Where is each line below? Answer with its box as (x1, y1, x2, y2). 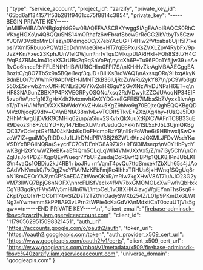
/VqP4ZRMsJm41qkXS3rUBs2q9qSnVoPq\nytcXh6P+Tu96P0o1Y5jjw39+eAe (6, 57, 198, 64)
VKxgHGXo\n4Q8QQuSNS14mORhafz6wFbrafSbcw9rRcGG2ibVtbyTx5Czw (6, 31, 195, 38)
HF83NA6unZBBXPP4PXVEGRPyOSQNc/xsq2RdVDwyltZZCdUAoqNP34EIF (6, 89, 196, 96)
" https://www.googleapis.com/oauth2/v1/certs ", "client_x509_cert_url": (6, 237, 184, 245)
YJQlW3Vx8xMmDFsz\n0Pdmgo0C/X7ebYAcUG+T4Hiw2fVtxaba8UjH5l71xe (6, 38, 197, 44)
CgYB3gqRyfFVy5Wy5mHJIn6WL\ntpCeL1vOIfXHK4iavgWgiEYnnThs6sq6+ (6, 186, 196, 193)
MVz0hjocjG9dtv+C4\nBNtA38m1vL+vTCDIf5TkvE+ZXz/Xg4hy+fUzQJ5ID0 (6, 109, 195, 115)
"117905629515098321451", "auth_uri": (6, 218, 103, 225)
